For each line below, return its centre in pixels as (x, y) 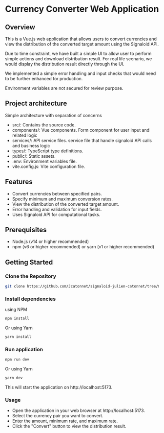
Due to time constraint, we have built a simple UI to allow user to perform (78, 53)
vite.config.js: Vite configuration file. (49, 166)
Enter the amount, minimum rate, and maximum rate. (65, 421)
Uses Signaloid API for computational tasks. (56, 215)
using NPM (16, 310)
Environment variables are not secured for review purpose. (64, 88)
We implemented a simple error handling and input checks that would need (81, 73)
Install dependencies (31, 299)
